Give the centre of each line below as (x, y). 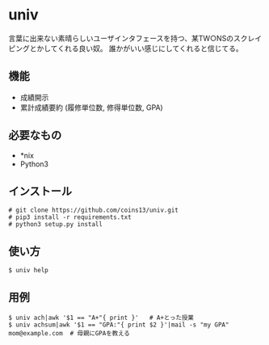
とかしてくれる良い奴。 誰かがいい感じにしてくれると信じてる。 (137, 48)
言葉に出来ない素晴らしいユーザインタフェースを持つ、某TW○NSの (121, 38)
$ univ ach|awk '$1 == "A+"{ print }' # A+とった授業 (101, 318)
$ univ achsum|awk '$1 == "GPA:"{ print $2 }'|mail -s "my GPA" (119, 325)
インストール (40, 191)
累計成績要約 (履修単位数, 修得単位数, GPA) (91, 107)
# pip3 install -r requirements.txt (70, 217)
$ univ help (28, 271)
